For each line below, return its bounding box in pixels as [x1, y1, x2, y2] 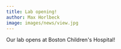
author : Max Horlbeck [6, 14, 60, 20]
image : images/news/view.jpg [6, 20, 79, 26]
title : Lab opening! [6, 8, 58, 15]
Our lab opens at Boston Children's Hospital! [6, 36, 115, 44]
